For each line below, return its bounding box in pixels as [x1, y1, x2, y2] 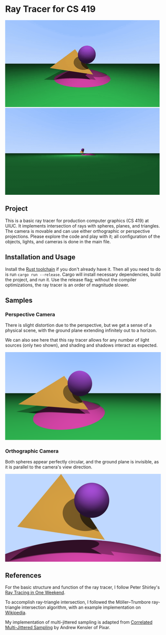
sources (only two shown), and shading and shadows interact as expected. [5, 342, 158, 348]
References [5, 571, 41, 580]
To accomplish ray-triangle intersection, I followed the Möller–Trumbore [5, 599, 151, 605]
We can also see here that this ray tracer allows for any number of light [5, 337, 150, 343]
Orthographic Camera [5, 448, 59, 454]
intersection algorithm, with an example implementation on [21, 604, 141, 610]
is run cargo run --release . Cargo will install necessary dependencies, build [5, 271, 161, 277]
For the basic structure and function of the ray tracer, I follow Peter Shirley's [5, 585, 160, 590]
